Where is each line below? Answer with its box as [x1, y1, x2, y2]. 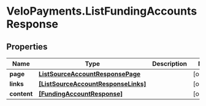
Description [152, 60, 187, 68]
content [9, 90, 33, 98]
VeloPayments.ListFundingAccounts [6, 4, 197, 18]
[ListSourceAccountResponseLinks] [39, 80, 147, 88]
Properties [6, 41, 48, 52]
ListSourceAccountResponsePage [39, 70, 141, 78]
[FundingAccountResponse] [39, 90, 123, 98]
